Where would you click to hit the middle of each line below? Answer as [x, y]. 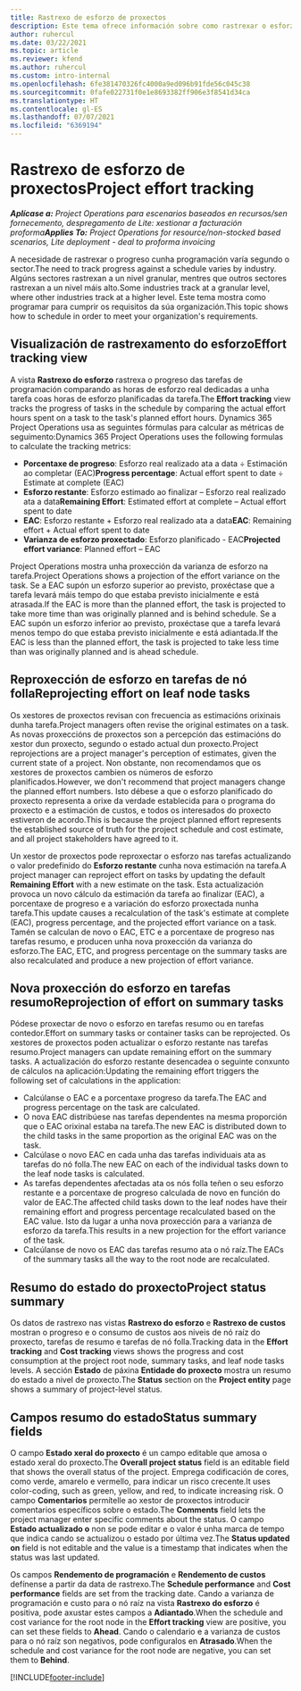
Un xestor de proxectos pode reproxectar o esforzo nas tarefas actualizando [150, 856]
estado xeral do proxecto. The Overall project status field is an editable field [150, 1462]
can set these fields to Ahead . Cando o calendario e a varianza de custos [145, 1632]
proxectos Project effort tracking [132, 189]
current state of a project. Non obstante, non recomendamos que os [136, 762]
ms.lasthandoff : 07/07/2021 [63, 117]
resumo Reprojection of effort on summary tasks [147, 1002]
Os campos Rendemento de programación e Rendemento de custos [138, 1574]
